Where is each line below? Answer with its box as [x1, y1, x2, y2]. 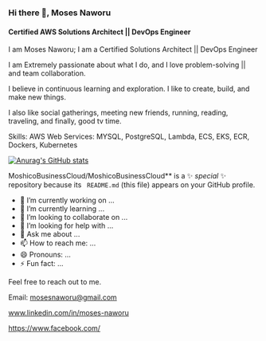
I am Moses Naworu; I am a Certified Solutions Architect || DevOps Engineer [8, 45, 258, 54]
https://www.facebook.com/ [8, 323, 101, 333]
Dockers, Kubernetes [8, 140, 78, 150]
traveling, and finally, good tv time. [8, 116, 122, 126]
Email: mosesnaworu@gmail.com [8, 292, 117, 302]
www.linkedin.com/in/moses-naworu [8, 308, 129, 318]
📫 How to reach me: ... [19, 238, 96, 248]
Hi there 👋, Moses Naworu [8, 7, 111, 18]
